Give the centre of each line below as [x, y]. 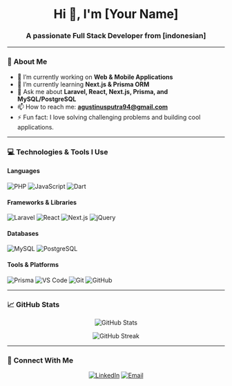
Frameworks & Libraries [42, 202]
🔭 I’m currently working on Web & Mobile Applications [95, 77]
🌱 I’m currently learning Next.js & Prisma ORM [83, 84]
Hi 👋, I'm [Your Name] [116, 14]
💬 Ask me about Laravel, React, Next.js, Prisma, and [93, 91]
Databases [23, 233]
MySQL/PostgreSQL [47, 99]
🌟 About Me [27, 62]
